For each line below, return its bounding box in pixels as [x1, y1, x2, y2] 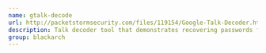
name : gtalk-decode [8, 11, 73, 19]
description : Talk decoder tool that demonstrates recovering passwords [8, 26, 253, 34]
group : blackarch [8, 33, 66, 41]
